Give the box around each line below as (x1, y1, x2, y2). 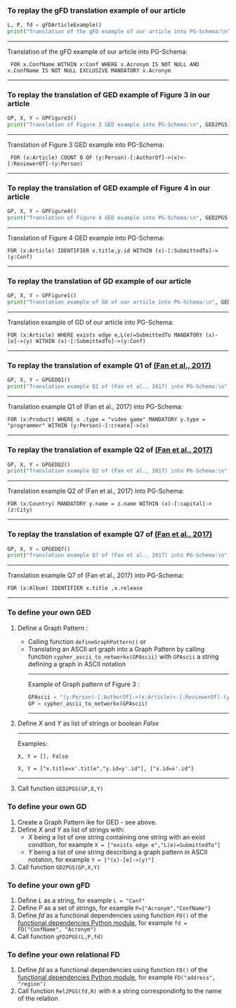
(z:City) (7, 507, 33, 514)
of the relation (17, 994, 58, 1003)
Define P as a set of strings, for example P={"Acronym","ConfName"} (17, 903, 211, 912)
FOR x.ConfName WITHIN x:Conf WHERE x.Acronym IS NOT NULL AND (10, 61, 199, 68)
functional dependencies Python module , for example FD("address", (17, 973, 216, 982)
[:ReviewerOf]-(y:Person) (7, 160, 83, 167)
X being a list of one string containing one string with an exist (27, 832, 206, 841)
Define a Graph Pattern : (17, 623, 88, 632)
